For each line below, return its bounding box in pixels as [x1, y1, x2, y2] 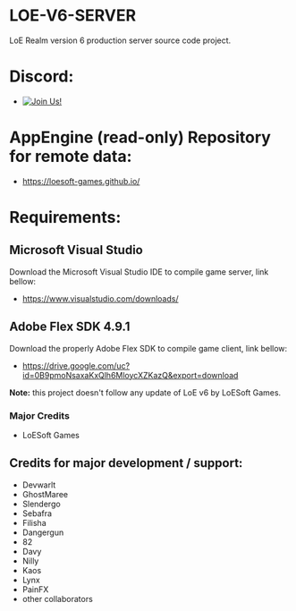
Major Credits [9, 409, 70, 421]
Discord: [9, 66, 74, 87]
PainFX [21, 583, 49, 595]
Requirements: [9, 208, 122, 227]
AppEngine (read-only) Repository [9, 127, 271, 148]
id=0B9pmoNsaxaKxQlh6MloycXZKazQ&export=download [21, 369, 239, 380]
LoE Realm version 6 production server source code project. [9, 35, 232, 46]
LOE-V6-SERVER [9, 5, 137, 26]
